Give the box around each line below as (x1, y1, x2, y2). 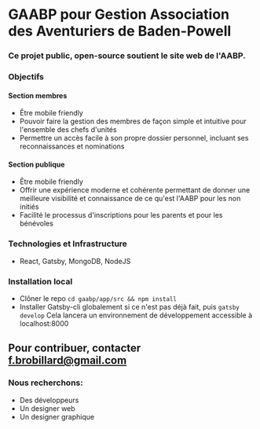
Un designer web (19, 403, 76, 413)
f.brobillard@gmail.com (8, 354, 127, 367)
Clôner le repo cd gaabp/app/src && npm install (19, 294, 177, 303)
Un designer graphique (19, 412, 95, 421)
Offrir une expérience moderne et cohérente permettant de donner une (19, 185, 251, 195)
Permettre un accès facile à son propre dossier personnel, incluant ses (19, 134, 249, 143)
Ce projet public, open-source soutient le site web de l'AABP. (8, 50, 246, 61)
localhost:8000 (19, 319, 69, 328)
